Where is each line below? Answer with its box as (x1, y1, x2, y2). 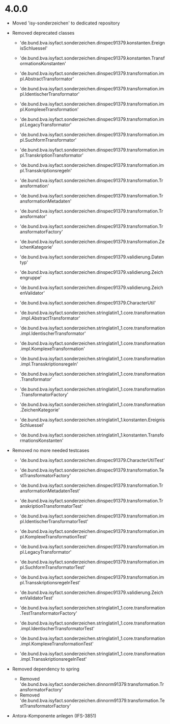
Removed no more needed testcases (12, 447, 90, 453)
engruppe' (19, 274, 42, 280)
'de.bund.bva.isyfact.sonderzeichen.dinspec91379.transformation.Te (19, 467, 164, 473)
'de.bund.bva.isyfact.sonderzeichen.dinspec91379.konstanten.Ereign (19, 39, 165, 46)
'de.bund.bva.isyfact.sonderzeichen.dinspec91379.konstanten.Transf (19, 55, 165, 61)
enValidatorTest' (19, 594, 54, 601)
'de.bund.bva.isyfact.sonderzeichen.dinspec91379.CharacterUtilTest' (19, 457, 165, 463)
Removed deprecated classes (12, 30, 75, 36)
